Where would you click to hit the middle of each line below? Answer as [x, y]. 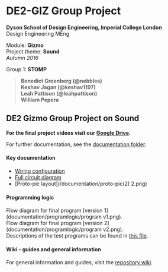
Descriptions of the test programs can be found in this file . [77, 236]
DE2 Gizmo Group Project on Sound [73, 118]
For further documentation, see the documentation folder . [76, 144]
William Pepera [40, 100]
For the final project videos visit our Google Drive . [69, 132]
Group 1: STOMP [27, 69]
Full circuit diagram [38, 177]
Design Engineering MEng [38, 33]
